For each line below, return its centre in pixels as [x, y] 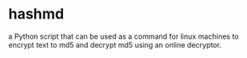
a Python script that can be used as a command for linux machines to [124, 36]
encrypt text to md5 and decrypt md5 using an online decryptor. [115, 44]
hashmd [36, 14]
